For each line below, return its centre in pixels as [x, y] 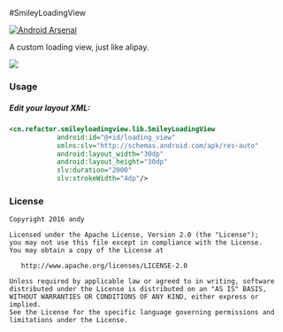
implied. [25, 305]
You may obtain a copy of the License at [87, 251]
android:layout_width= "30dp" [110, 154]
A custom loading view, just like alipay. [79, 47]
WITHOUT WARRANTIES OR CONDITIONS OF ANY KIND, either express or [134, 297]
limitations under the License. [69, 320]
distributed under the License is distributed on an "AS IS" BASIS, [138, 290]
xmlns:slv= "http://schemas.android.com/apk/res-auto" [157, 145]
